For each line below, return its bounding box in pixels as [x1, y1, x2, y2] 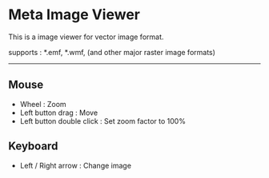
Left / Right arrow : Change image [19, 160, 132, 170]
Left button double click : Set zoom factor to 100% [19, 116, 187, 125]
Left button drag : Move [19, 108, 98, 117]
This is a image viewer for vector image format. [8, 32, 164, 42]
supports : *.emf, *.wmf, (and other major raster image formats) [8, 47, 216, 57]
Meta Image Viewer [8, 6, 141, 24]
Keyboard [8, 140, 58, 153]
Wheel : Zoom [19, 99, 66, 109]
